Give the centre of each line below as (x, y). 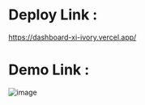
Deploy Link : (53, 15)
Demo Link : (49, 70)
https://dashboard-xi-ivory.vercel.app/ (72, 37)
